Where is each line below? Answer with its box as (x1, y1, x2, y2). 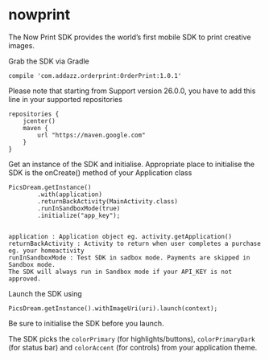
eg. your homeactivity (8, 247, 85, 255)
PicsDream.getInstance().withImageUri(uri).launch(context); (8, 304, 218, 313)
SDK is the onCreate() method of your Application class (8, 167, 192, 178)
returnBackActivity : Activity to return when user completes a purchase (8, 239, 262, 247)
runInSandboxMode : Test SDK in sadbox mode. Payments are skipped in (8, 253, 250, 262)
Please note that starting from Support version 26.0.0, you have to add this (8, 86, 256, 96)
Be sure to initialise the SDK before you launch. (8, 318, 164, 328)
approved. (8, 275, 42, 283)
